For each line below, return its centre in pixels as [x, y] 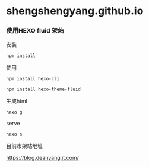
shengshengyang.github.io [75, 11]
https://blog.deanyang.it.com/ [42, 158]
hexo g [14, 112]
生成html [17, 101]
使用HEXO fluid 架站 [35, 31]
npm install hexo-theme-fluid [44, 89]
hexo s [14, 134]
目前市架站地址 [24, 146]
